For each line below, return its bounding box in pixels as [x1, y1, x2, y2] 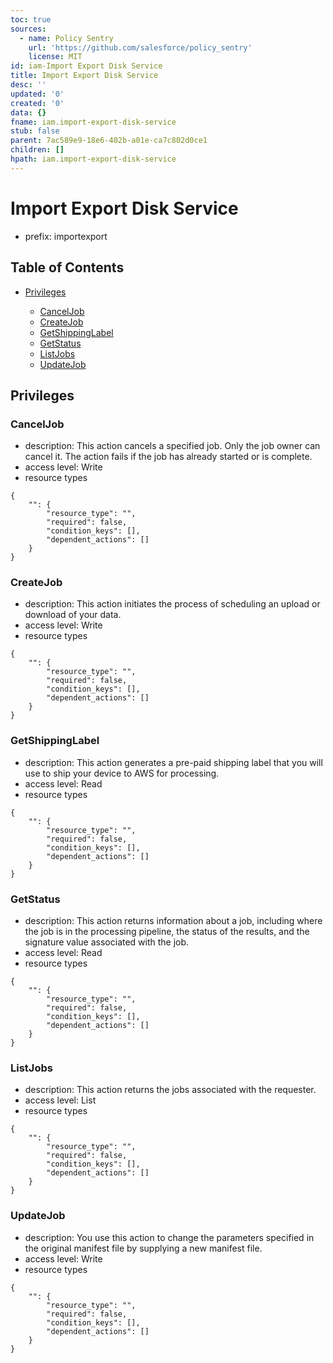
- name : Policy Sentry [19, 33, 114, 43]
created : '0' [10, 98, 65, 108]
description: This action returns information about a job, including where [24, 915, 323, 927]
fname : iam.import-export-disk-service [10, 117, 177, 127]
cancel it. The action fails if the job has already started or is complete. [24, 451, 313, 463]
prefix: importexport [24, 230, 108, 242]
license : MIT [28, 52, 83, 62]
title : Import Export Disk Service [10, 71, 159, 81]
